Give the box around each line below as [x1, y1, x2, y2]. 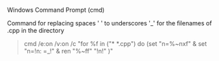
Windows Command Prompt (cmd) [7, 6, 105, 14]
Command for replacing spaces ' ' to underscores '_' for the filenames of [7, 19, 212, 27]
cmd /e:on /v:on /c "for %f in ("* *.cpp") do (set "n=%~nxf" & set [23, 40, 207, 47]
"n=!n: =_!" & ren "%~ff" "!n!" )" [23, 47, 114, 55]
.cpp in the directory [7, 27, 65, 34]
